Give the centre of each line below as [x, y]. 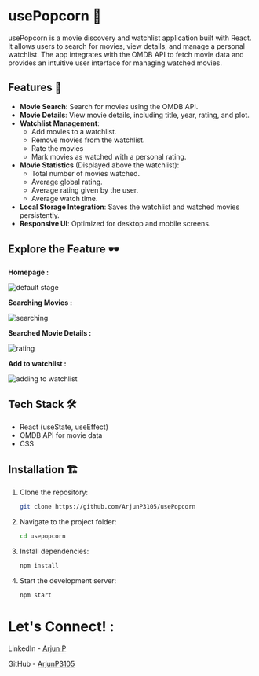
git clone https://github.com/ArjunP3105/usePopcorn [108, 507]
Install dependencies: [54, 551]
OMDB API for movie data [61, 435]
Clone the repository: [54, 492]
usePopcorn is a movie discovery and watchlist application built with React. [130, 38]
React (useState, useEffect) [64, 427]
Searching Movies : [40, 303]
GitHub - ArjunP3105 [42, 663]
